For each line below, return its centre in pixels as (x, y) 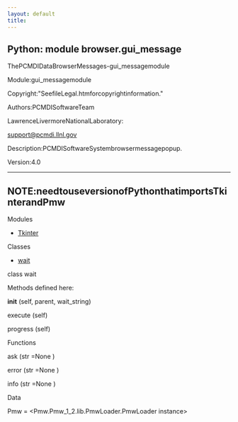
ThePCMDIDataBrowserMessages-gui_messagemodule (89, 66)
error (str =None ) (33, 370)
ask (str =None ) (31, 357)
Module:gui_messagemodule (50, 80)
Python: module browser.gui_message (95, 49)
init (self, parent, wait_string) (49, 302)
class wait (22, 274)
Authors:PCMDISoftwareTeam (51, 108)
